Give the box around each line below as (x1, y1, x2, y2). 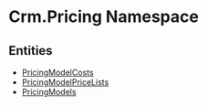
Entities (8, 43, 53, 58)
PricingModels (21, 87, 77, 97)
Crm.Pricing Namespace (8, 6, 200, 27)
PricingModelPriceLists (21, 77, 109, 88)
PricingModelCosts (21, 67, 94, 78)
